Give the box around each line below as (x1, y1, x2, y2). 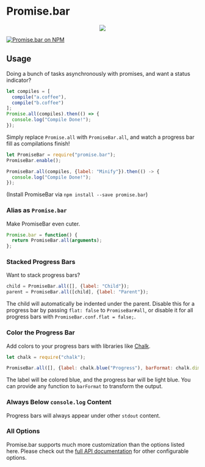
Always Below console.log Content (6, 398, 112, 406)
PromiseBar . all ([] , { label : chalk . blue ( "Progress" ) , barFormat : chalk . (6, 365, 192, 371)
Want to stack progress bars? (6, 271, 81, 279)
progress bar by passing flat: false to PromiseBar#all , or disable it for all (6, 307, 193, 314)
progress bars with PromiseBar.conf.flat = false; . (6, 313, 136, 320)
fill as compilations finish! (6, 139, 70, 147)
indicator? (6, 76, 32, 84)
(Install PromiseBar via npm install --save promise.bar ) (6, 191, 148, 198)
